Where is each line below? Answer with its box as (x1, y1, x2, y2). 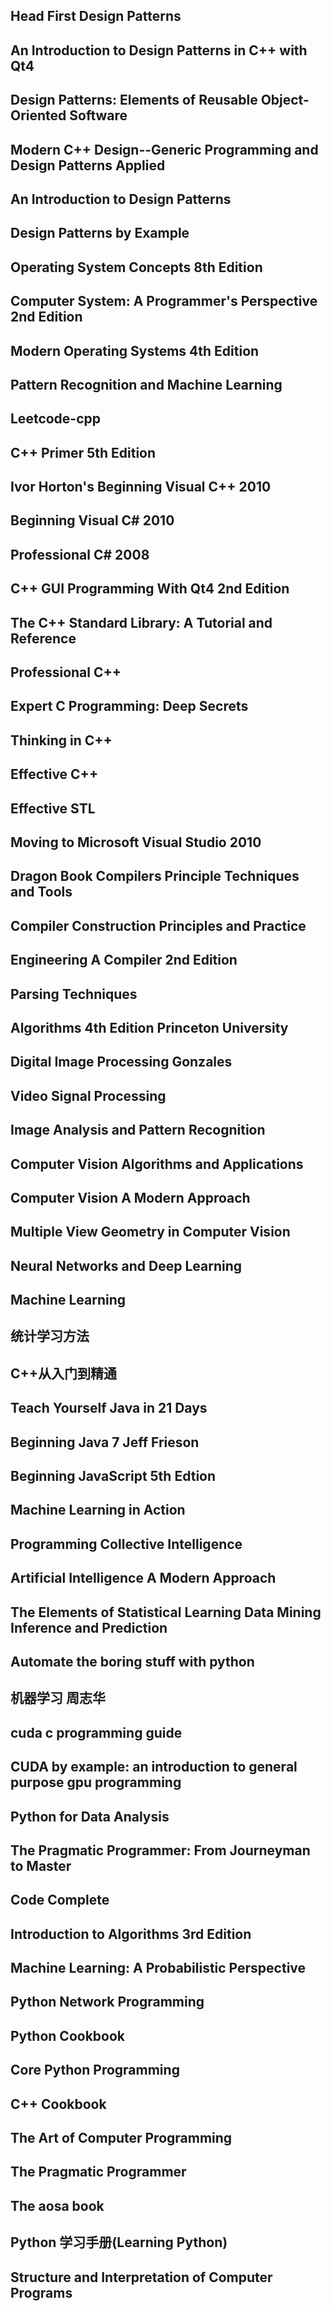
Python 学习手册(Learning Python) (10, 2234, 228, 2251)
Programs (10, 2284, 73, 2301)
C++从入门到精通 (10, 1365, 118, 1382)
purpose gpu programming (10, 1774, 182, 1791)
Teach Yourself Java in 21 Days (10, 1400, 208, 1417)
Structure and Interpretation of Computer (10, 2269, 273, 2286)
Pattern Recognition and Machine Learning (10, 376, 283, 393)
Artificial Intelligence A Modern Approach (10, 1570, 277, 1587)
